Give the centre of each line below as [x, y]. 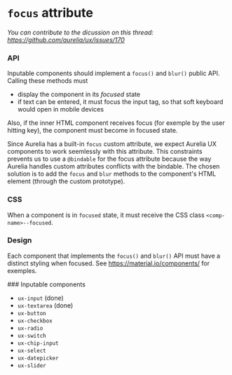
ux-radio [30, 328]
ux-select [32, 350]
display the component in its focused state [79, 94]
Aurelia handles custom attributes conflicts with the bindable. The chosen [114, 166]
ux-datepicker [38, 358]
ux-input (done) [41, 298]
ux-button [32, 313]
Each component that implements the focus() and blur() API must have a [114, 256]
